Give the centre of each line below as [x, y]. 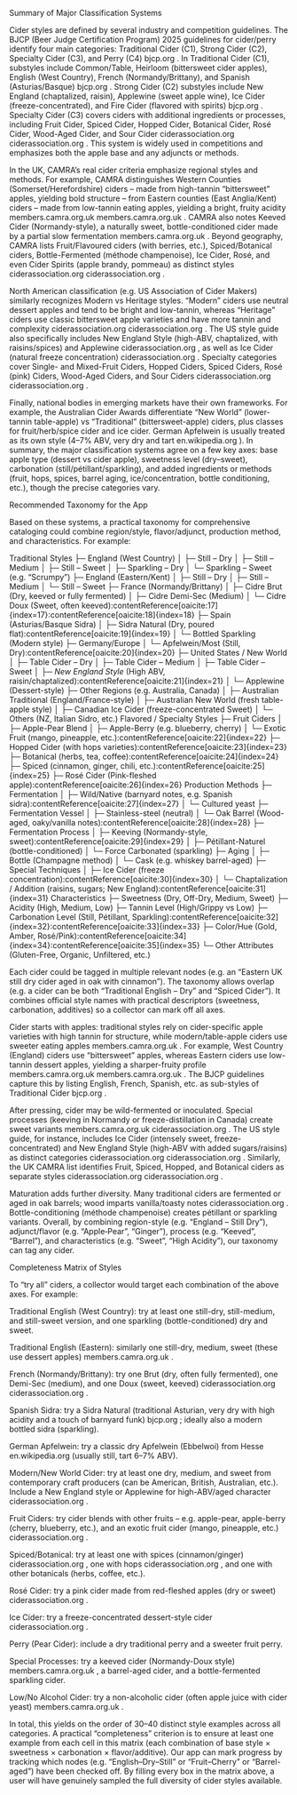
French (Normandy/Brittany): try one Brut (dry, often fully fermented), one [144, 1374]
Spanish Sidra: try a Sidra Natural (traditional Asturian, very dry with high [142, 1410]
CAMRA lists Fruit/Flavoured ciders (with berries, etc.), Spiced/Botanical [141, 245]
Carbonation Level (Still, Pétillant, [70, 917]
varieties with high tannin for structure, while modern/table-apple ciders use [148, 1036]
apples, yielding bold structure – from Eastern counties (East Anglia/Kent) [143, 198]
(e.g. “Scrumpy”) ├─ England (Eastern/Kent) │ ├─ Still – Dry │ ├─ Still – [139, 577]
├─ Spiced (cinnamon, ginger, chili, [73, 766]
